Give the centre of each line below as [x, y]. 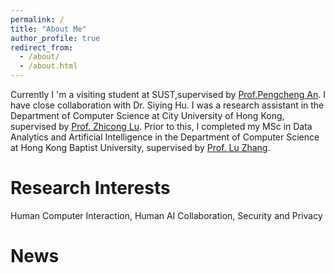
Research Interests [90, 188]
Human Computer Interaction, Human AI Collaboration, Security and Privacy [166, 215]
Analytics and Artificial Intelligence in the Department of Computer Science [165, 137]
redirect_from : [42, 47]
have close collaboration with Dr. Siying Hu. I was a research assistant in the [167, 105]
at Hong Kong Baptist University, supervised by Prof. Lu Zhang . [140, 147]
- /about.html [48, 66]
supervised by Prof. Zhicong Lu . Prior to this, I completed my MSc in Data [161, 126]
